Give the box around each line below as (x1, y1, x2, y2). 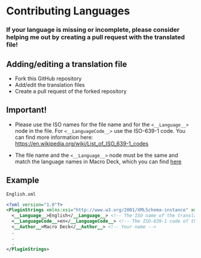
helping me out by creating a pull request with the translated (6, 33, 185, 41)
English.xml (6, 191, 36, 197)
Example (6, 175, 39, 186)
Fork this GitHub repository (14, 75, 82, 82)
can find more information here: (14, 133, 93, 141)
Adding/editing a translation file (6, 59, 127, 69)
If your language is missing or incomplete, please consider (6, 26, 180, 34)
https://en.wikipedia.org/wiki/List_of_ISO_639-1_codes (14, 139, 148, 147)
